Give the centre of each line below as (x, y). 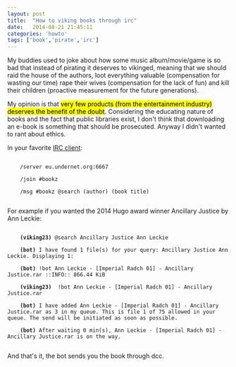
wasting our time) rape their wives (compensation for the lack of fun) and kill (118, 83)
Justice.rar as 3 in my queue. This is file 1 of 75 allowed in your (112, 312)
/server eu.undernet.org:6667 (64, 167)
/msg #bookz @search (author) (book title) (85, 192)
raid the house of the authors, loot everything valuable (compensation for (114, 76)
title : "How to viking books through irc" (72, 21)
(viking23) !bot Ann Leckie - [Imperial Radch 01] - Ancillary (116, 287)
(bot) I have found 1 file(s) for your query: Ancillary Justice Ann (124, 250)
